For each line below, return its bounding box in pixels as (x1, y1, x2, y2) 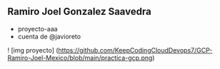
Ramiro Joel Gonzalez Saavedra (7, 6, 151, 18)
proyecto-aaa (17, 24, 59, 33)
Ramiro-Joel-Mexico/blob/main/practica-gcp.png (7, 53, 153, 62)
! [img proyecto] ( (7, 46, 59, 54)
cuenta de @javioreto (17, 32, 81, 41)
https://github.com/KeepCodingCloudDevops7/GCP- (58, 46, 213, 54)
